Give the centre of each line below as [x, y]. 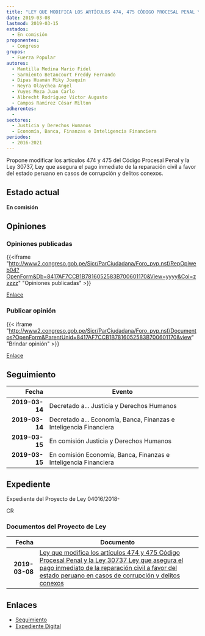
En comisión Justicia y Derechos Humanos [110, 441]
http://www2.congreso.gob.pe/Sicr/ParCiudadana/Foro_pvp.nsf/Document [103, 330]
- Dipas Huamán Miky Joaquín [49, 80]
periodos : [19, 137]
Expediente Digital [38, 626]
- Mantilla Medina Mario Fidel [52, 69]
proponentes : [23, 40]
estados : [17, 29]
